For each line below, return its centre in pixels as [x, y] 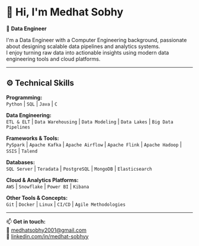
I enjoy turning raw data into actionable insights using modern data [88, 52]
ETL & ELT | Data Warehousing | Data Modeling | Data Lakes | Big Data [90, 122]
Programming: [24, 97]
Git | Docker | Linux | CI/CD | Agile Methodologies [66, 204]
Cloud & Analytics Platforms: [42, 180]
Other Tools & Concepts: [37, 197]
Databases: [21, 162]
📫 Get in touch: [26, 221]
